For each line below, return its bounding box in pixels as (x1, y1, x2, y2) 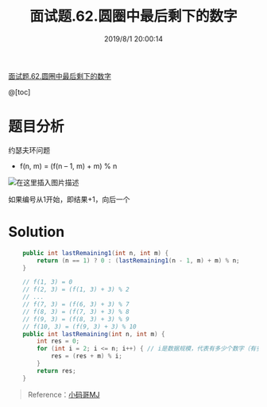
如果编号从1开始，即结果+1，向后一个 (8, 194, 130, 203)
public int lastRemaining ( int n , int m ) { (22, 330, 165, 338)
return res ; (37, 366, 77, 374)
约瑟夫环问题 (8, 145, 50, 155)
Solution (8, 223, 65, 241)
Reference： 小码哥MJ (27, 390, 100, 399)
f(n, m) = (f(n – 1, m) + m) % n (19, 161, 118, 171)
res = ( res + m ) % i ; (50, 352, 123, 360)
